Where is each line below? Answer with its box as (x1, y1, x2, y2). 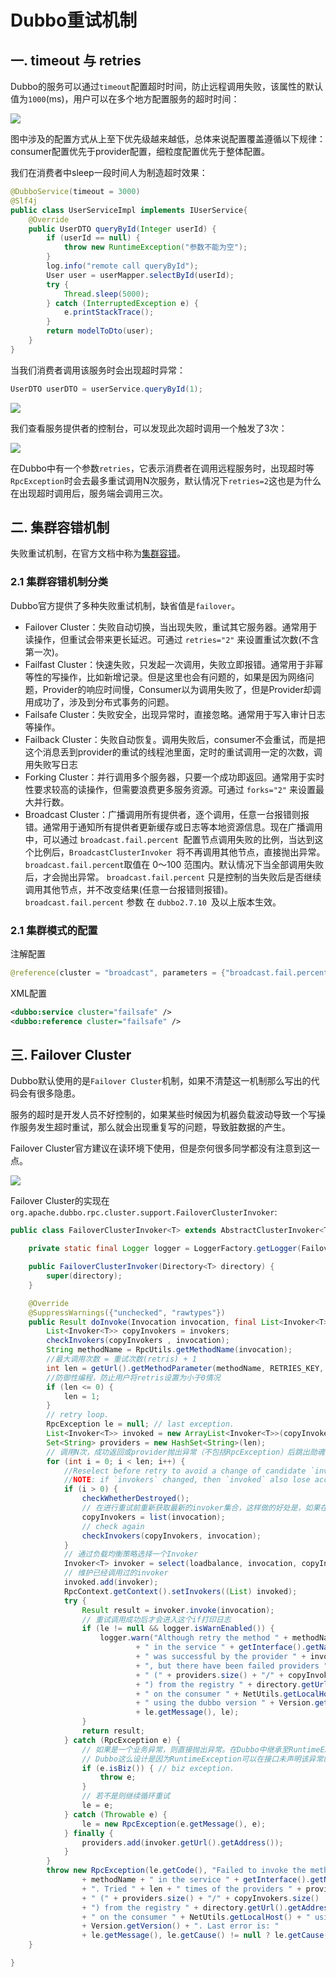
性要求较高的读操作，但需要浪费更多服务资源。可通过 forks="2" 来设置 (24, 783, 317, 795)
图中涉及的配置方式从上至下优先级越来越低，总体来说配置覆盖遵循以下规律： (10, 133, 326, 145)
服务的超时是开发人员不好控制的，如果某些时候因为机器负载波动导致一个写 (10, 1109, 317, 1121)
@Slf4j (10, 196, 38, 206)
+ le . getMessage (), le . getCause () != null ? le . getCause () (81, 1931, 333, 1941)
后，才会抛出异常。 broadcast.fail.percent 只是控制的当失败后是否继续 (24, 871, 322, 883)
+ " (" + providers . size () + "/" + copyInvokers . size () (81, 1893, 320, 1903)
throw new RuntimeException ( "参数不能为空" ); (63, 242, 248, 253)
